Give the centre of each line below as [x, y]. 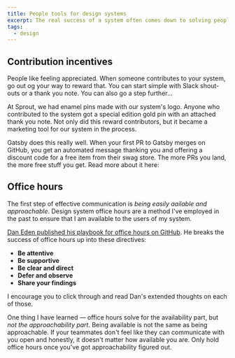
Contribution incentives [60, 61]
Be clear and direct [45, 268]
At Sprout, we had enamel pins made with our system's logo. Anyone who [114, 107]
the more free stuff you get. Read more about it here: [83, 165]
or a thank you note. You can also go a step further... [97, 93]
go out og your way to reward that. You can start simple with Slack [103, 86]
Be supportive [38, 260]
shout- [210, 86]
